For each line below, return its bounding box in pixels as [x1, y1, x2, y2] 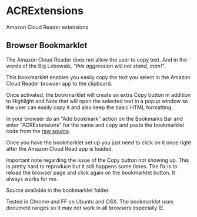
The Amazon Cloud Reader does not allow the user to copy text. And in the [6, 56, 187, 63]
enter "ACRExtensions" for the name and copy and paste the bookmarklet [6, 121, 185, 128]
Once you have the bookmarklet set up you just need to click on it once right [6, 139, 191, 146]
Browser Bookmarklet [6, 40, 88, 50]
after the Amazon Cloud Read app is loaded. [6, 145, 113, 152]
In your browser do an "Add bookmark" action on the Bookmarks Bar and [6, 115, 183, 122]
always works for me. [6, 175, 58, 182]
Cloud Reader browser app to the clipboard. [6, 80, 113, 87]
